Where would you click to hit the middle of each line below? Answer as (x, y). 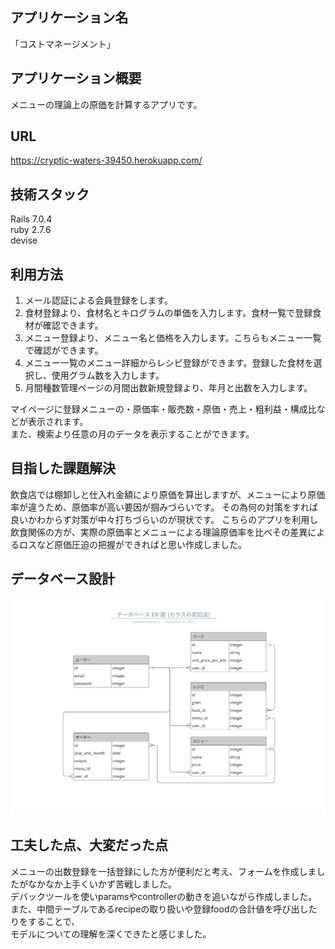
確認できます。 (73, 325)
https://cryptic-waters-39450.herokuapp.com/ (106, 160)
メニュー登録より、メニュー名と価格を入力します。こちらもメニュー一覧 (173, 338)
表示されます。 (58, 422)
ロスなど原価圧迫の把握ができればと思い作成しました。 (132, 544)
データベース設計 (62, 579)
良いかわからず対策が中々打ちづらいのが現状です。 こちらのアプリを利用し (164, 519)
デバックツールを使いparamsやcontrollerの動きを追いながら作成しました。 (164, 896)
